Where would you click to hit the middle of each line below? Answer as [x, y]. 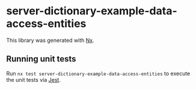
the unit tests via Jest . [34, 79]
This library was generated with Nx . [50, 40]
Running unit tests [41, 59]
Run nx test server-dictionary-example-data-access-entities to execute [98, 73]
